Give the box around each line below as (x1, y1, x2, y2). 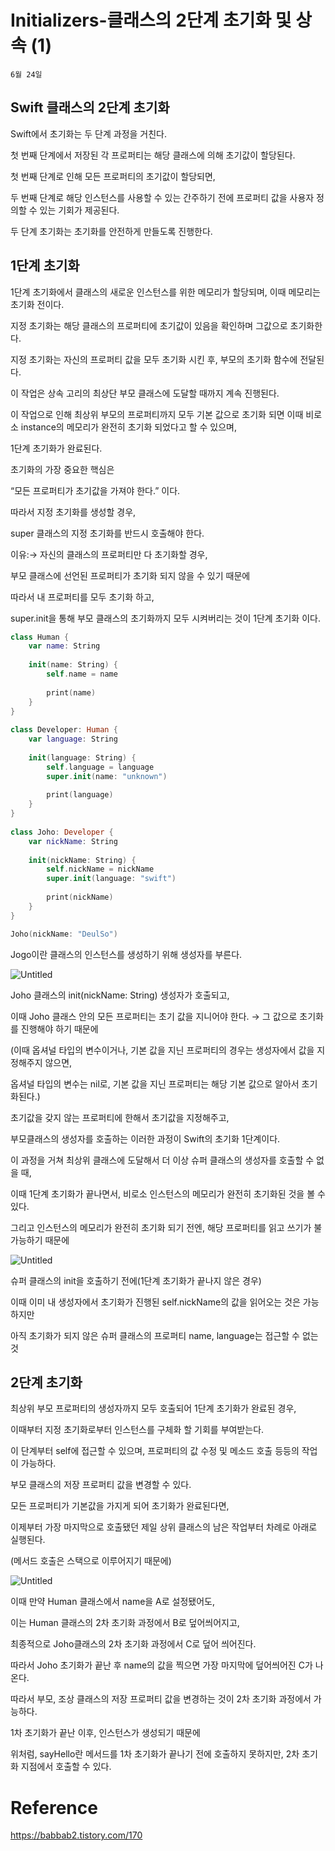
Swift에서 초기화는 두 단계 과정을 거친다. (10, 127, 168, 140)
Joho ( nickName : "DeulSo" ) (10, 929, 118, 939)
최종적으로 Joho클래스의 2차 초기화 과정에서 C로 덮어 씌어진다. (10, 1638, 257, 1650)
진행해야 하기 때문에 (20, 1022, 99, 1035)
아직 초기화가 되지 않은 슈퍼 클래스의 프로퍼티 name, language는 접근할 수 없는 (10, 1329, 319, 1341)
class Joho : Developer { (10, 827, 114, 837)
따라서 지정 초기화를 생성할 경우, (10, 506, 137, 518)
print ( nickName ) (46, 892, 114, 903)
